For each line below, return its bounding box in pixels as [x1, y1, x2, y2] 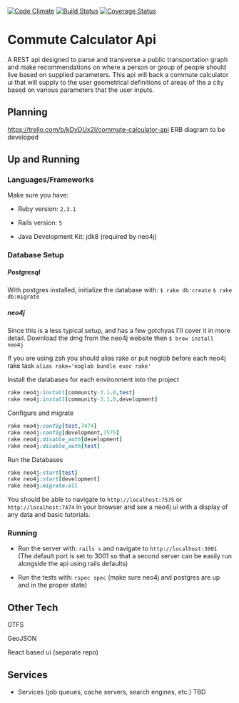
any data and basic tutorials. [7, 510, 91, 519]
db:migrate [7, 293, 40, 301]
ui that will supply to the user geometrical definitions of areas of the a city [7, 78, 224, 86]
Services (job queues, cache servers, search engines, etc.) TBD [17, 688, 206, 697]
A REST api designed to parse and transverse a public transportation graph [7, 55, 228, 63]
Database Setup [7, 250, 64, 260]
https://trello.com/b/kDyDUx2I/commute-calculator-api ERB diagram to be [7, 125, 225, 133]
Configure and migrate [7, 409, 74, 417]
